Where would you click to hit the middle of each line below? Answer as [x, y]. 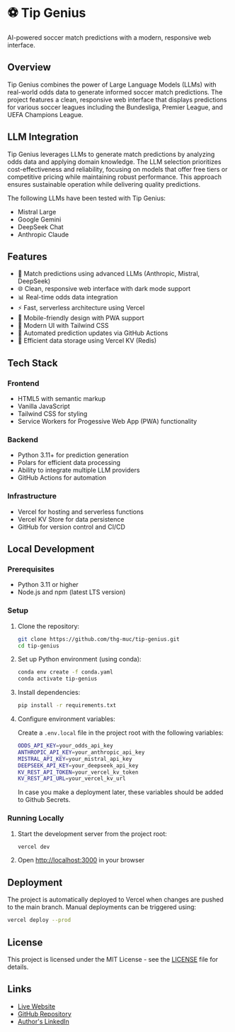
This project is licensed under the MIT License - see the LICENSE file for [113, 959]
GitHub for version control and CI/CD [71, 527]
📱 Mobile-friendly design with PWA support [81, 318]
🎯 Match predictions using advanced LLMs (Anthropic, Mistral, [109, 274]
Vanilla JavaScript [44, 406]
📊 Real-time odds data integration [68, 297]
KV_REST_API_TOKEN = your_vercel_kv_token [78, 772]
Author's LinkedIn [43, 1021]
